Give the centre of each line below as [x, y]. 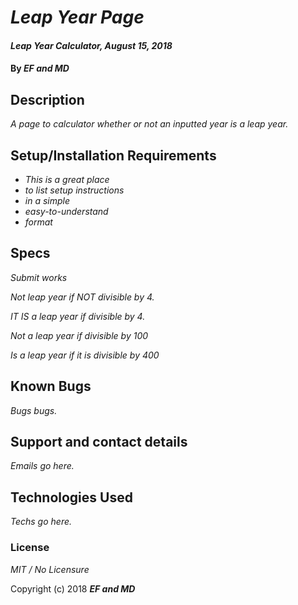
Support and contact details [99, 442]
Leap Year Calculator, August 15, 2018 [91, 45]
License [30, 548]
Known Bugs [51, 386]
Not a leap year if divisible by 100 [79, 335]
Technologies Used [71, 497]
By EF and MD [40, 68]
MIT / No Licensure [50, 569]
